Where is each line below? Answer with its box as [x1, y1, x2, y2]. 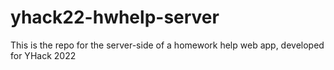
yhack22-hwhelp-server [10, 6, 220, 29]
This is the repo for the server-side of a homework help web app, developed [10, 39, 325, 51]
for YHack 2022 [10, 49, 77, 61]
